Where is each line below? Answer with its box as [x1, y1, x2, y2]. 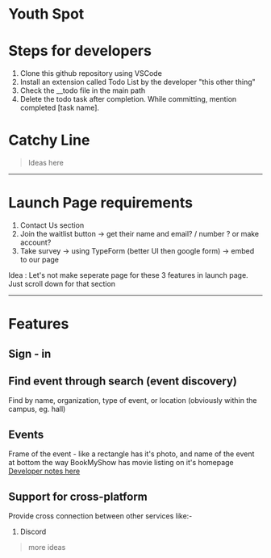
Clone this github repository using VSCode [19, 69, 163, 78]
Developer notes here [8, 466, 81, 476]
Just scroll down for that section [8, 279, 115, 288]
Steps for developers [8, 42, 152, 61]
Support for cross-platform [8, 489, 148, 503]
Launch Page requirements [8, 194, 194, 212]
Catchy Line [8, 131, 90, 149]
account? [19, 237, 52, 247]
